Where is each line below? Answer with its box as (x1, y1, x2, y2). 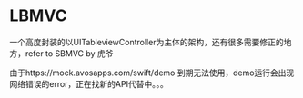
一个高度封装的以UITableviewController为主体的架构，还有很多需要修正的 (9, 36, 284, 47)
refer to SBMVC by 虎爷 (25, 47, 114, 59)
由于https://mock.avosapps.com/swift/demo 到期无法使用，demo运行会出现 (9, 67, 295, 78)
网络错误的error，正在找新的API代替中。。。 (9, 78, 168, 89)
